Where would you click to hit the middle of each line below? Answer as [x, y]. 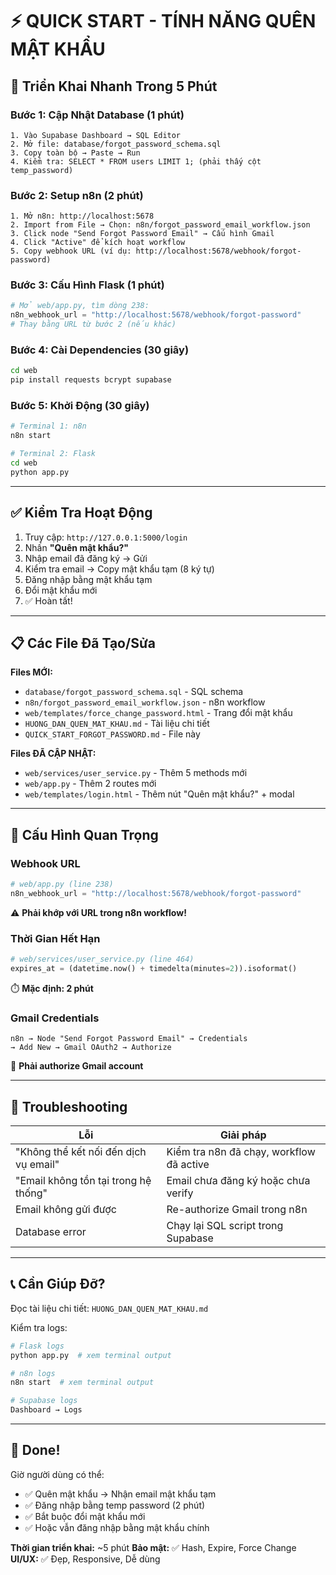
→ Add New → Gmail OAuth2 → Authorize [91, 1048]
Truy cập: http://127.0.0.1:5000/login [106, 537]
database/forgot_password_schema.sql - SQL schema [134, 692]
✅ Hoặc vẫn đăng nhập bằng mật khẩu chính [117, 1527]
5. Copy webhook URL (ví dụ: [71, 251]
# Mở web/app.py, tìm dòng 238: [80, 306]
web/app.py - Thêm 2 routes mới [90, 784]
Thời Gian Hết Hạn [55, 938]
